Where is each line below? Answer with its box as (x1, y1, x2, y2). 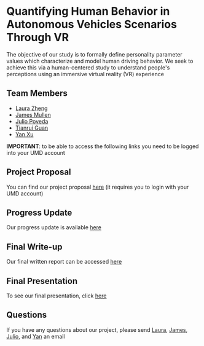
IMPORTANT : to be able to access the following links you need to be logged (6, 143, 199, 150)
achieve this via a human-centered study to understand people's (6, 63, 170, 71)
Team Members (6, 88, 68, 99)
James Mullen (15, 111, 51, 118)
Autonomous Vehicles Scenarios (6, 17, 177, 31)
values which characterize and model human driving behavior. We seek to (6, 57, 194, 65)
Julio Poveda (15, 117, 49, 125)
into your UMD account (6, 149, 66, 156)
